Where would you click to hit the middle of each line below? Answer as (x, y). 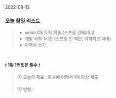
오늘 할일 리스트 (23, 21)
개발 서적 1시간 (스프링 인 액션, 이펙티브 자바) (68, 39)
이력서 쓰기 (35, 45)
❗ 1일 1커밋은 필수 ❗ (23, 65)
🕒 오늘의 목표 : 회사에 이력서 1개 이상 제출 (58, 77)
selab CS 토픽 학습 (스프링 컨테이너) (59, 33)
